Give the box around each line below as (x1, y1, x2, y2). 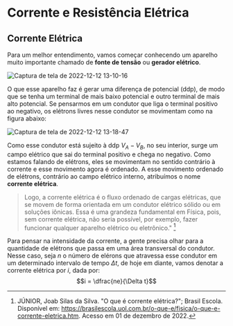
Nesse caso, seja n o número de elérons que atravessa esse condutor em (7, 251, 218, 260)
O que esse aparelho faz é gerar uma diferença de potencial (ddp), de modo (7, 85, 225, 93)
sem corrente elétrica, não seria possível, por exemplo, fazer (24, 215, 198, 223)
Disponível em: (17, 305, 60, 313)
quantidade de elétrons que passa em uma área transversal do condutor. (7, 244, 215, 253)
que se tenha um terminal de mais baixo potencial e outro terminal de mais (7, 92, 221, 100)
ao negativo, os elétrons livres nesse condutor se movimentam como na (7, 107, 213, 115)
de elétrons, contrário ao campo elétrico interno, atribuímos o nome (7, 172, 201, 181)
